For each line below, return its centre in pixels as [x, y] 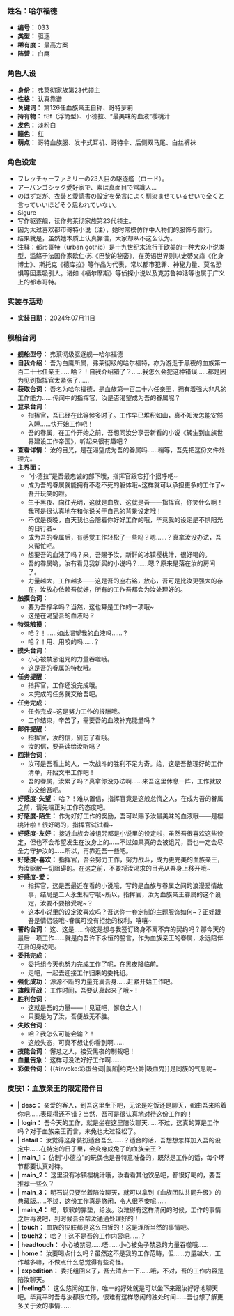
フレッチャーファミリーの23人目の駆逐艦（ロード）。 [93, 178]
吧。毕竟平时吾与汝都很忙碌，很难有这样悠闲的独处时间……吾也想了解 [117, 1296]
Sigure [27, 212]
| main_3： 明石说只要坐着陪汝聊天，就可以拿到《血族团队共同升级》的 [119, 1192]
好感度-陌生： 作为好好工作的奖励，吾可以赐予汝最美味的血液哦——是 [117, 816]
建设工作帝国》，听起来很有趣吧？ [81, 441]
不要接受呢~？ [72, 903]
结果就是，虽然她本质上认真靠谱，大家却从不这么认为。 [96, 238]
